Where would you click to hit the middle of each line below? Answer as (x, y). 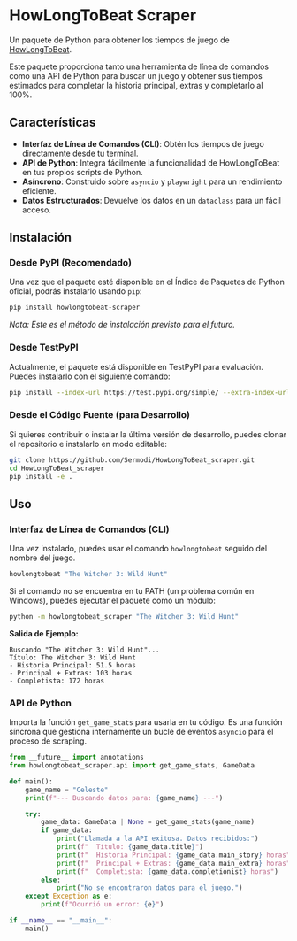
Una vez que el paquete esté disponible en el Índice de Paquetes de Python (147, 282)
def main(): (31, 781)
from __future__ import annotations (76, 758)
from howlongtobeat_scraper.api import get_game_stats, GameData (132, 766)
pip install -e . (41, 476)
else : (51, 880)
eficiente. (39, 190)
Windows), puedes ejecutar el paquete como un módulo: (113, 600)
